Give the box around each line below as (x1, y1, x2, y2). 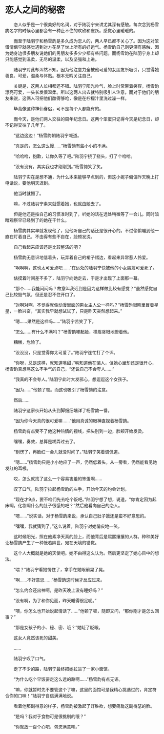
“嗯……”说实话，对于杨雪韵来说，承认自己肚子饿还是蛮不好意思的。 (13, 513, 149, 518)
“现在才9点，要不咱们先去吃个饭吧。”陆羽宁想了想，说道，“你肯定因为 (13, 496, 153, 502)
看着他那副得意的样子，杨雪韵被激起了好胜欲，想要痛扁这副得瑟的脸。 (13, 703, 155, 709)
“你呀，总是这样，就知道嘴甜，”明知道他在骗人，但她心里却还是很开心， (13, 359, 157, 366)
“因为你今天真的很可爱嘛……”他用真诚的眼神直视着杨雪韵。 (13, 417, 132, 423)
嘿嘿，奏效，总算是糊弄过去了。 (13, 438, 78, 444)
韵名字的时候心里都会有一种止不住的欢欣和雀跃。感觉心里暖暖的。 (5, 27, 138, 33)
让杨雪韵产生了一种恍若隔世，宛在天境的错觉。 (5, 539, 99, 545)
